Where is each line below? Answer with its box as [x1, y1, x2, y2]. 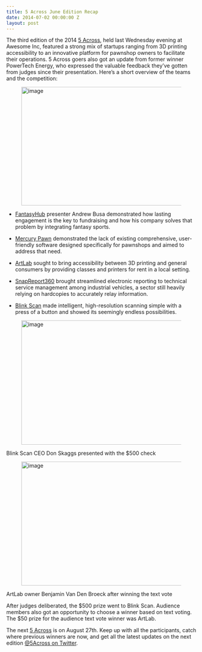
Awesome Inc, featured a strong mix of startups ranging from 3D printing [6, 43, 187, 50]
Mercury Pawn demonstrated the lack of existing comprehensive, [14, 235, 178, 242]
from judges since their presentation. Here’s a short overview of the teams [6, 69, 191, 76]
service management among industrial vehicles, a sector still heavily [14, 284, 185, 291]
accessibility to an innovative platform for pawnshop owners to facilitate [6, 49, 185, 57]
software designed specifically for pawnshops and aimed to [36, 242, 185, 249]
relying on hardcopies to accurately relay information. [14, 290, 148, 298]
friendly [14, 242, 35, 249]
